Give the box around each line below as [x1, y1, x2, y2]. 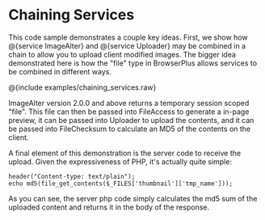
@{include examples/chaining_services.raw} [8, 82, 157, 92]
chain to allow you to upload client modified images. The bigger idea [8, 49, 237, 59]
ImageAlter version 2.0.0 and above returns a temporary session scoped [8, 98, 250, 108]
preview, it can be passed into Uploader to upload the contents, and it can [8, 115, 254, 125]
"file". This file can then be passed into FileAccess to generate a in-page [8, 107, 250, 116]
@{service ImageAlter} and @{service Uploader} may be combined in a [8, 40, 246, 50]
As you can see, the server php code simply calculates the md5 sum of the [8, 193, 258, 203]
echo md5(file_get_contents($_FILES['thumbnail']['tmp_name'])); [8, 180, 233, 188]
